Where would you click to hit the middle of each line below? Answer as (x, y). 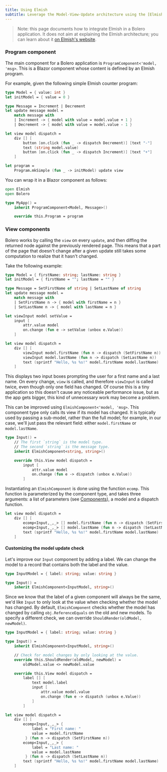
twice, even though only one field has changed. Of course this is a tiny (77, 387)
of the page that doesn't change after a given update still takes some (76, 251)
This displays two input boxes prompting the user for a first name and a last (83, 376)
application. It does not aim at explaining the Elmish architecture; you (88, 34)
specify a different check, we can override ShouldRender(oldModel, (74, 618)
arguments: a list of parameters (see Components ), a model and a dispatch (82, 499)
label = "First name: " (56, 729)
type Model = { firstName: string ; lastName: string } (63, 275)
